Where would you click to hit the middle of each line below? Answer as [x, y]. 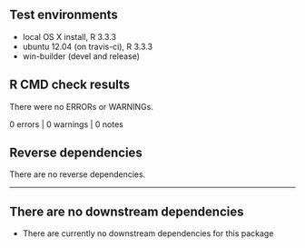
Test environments [64, 15]
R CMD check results [70, 85]
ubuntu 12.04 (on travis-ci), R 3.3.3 [87, 46]
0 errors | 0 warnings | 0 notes [67, 124]
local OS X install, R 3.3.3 [69, 36]
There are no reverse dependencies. [78, 174]
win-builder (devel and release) [81, 56]
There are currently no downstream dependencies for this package [148, 233]
